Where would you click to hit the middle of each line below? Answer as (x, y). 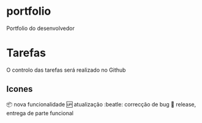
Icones (20, 89)
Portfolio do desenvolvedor (40, 28)
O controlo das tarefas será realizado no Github (66, 70)
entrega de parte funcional (40, 113)
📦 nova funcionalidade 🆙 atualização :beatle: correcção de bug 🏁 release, (101, 104)
